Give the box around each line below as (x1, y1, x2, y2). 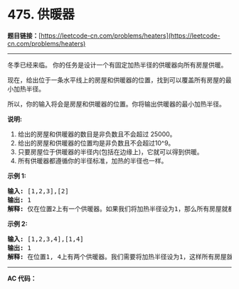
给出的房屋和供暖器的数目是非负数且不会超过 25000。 (17, 129, 176, 138)
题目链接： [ (7, 31, 41, 40)
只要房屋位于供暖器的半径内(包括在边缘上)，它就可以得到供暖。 (17, 147, 204, 156)
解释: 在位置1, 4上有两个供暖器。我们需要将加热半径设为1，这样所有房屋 (7, 253, 228, 261)
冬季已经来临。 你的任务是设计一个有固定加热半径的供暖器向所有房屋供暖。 (7, 60, 228, 69)
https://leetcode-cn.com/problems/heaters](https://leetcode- (41, 31, 221, 40)
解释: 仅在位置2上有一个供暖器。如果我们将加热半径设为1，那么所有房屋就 (7, 205, 228, 213)
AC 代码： (7, 274, 37, 283)
